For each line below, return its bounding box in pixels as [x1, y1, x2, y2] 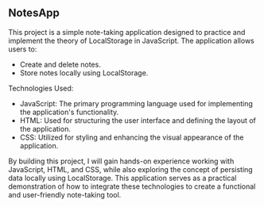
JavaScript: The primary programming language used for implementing [19, 98, 253, 108]
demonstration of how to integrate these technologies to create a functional [8, 182, 256, 191]
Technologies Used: [8, 83, 74, 93]
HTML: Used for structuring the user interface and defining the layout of [19, 115, 257, 125]
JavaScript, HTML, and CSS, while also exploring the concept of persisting [8, 164, 253, 174]
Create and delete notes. [19, 59, 101, 69]
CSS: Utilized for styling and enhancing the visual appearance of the [19, 132, 244, 142]
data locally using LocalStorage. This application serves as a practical [8, 173, 237, 182]
